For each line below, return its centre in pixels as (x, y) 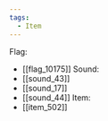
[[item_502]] (45, 107)
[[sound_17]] (45, 88)
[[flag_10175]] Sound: (61, 69)
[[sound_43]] (46, 78)
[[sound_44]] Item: (56, 97)
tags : (19, 17)
